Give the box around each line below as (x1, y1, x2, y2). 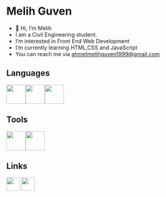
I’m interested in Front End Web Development (15, 37, 130, 45)
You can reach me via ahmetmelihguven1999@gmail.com (15, 50, 160, 57)
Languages (6, 68, 50, 79)
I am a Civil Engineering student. (15, 30, 97, 38)
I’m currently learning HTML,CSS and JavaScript (15, 44, 138, 51)
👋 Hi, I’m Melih (15, 24, 52, 32)
